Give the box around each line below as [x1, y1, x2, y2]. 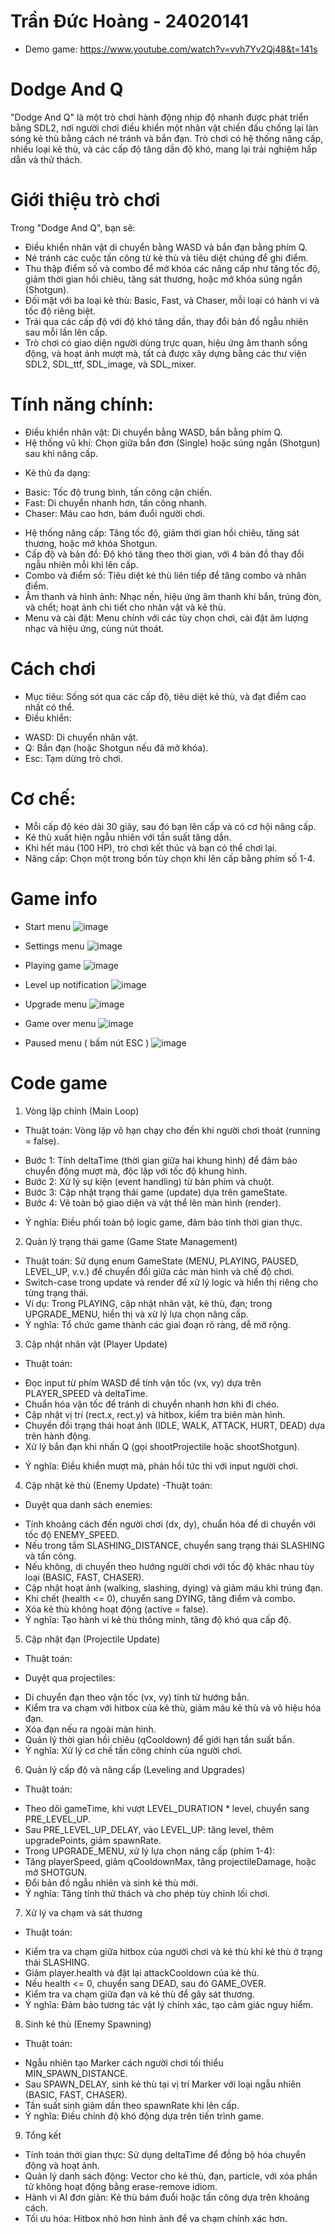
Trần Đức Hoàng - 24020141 [10, 10, 249, 33]
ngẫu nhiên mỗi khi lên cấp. [24, 558, 139, 570]
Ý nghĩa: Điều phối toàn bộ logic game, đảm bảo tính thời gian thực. [24, 1216, 303, 1228]
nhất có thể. [24, 701, 75, 713]
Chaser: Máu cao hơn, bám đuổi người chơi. [24, 507, 206, 519]
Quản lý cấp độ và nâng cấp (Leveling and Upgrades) [24, 1763, 246, 1775]
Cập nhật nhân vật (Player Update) [24, 1338, 168, 1350]
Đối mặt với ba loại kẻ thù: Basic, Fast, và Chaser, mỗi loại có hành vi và [24, 294, 320, 306]
